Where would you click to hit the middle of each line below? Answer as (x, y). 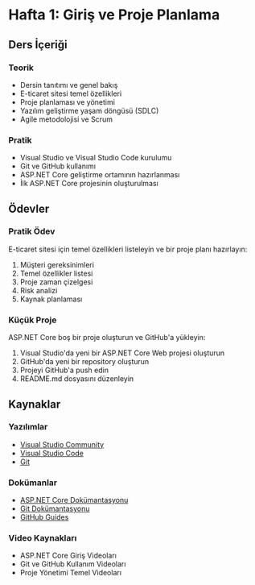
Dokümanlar (33, 483)
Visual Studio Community (62, 444)
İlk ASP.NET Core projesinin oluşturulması (89, 184)
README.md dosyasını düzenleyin (77, 379)
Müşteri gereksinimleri (57, 264)
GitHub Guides (44, 517)
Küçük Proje (33, 320)
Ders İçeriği (38, 45)
